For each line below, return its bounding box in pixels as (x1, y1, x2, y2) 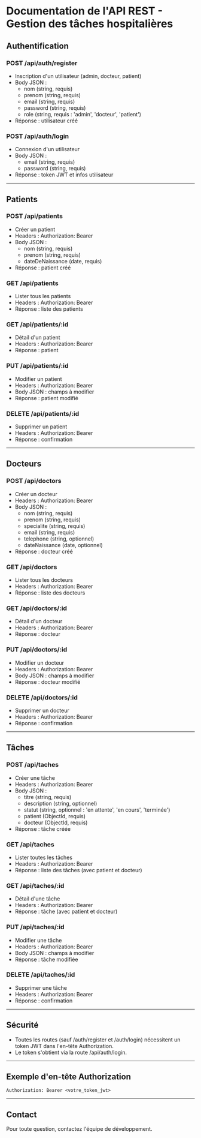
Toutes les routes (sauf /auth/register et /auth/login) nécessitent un (14, 1036, 181, 1043)
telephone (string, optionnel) (23, 535, 95, 542)
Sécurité (6, 1020, 39, 1030)
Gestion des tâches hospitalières (6, 17, 173, 31)
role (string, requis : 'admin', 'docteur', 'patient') (23, 110, 142, 118)
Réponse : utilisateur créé (14, 117, 78, 124)
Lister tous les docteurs (14, 576, 74, 584)
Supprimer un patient (14, 423, 68, 430)
